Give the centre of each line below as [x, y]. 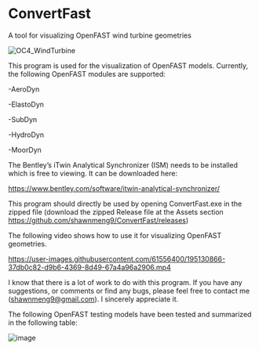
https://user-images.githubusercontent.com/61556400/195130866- [117, 258]
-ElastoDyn [26, 104]
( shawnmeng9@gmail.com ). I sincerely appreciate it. [93, 299]
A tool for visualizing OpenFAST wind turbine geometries [100, 35]
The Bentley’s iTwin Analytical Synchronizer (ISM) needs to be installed [123, 164]
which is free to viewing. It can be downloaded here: [93, 173]
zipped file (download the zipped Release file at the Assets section [116, 211]
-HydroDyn [26, 135]
